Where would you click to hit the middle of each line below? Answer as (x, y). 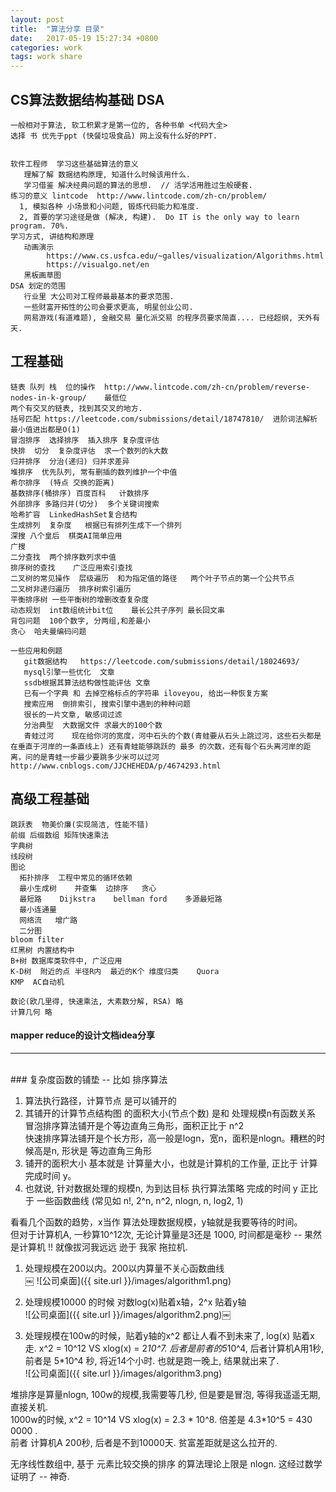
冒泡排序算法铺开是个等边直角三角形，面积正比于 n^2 (134, 1125)
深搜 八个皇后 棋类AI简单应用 (66, 536)
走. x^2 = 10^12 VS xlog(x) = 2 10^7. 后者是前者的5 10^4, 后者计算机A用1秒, (174, 1348)
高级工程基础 (50, 799)
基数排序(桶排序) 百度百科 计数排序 (80, 493)
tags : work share (46, 57)
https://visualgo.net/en (98, 264)
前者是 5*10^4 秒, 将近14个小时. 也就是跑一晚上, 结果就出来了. (152, 1360)
